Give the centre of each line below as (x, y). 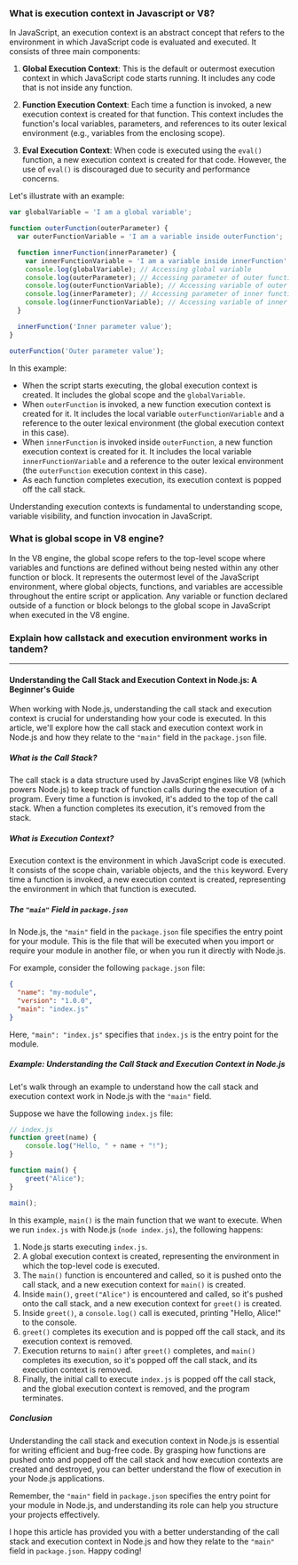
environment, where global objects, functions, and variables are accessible (146, 586)
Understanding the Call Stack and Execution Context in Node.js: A (133, 679)
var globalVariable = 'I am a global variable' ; (101, 213)
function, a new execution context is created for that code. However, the (154, 160)
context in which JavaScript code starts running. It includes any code (149, 78)
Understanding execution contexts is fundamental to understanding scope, (146, 506)
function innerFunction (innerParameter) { (97, 253)
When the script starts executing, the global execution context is (140, 385)
